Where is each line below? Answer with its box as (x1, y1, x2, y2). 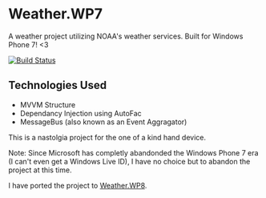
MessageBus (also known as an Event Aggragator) (19, 117, 187, 127)
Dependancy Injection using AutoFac (19, 108, 142, 118)
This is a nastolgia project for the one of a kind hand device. (8, 132, 207, 142)
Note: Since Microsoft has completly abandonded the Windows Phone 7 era (8, 147, 259, 157)
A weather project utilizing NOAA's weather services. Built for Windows (8, 31, 244, 41)
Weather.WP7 (8, 5, 103, 23)
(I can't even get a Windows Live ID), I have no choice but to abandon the (8, 156, 251, 166)
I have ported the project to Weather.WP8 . (8, 180, 147, 190)
